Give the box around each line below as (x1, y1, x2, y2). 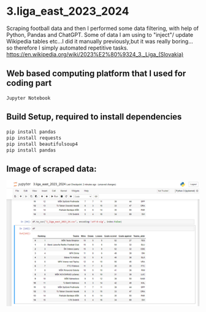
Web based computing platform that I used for (6, 69, 186, 79)
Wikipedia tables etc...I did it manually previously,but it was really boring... (6, 37, 193, 45)
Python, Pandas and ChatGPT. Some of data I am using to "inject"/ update (6, 31, 194, 38)
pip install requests (6, 135, 62, 141)
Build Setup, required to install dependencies (6, 112, 182, 122)
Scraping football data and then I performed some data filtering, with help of (6, 25, 199, 32)
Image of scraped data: (6, 164, 97, 174)
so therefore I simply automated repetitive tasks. (6, 44, 129, 51)
